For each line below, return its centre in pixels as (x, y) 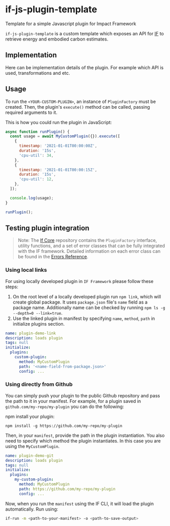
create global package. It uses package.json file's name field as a (80, 302)
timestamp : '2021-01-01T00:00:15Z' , (58, 170)
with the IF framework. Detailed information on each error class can (89, 251)
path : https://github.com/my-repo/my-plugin (67, 489)
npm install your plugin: (30, 416)
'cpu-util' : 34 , (36, 155)
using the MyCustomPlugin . (33, 446)
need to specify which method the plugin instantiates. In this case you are (83, 441)
